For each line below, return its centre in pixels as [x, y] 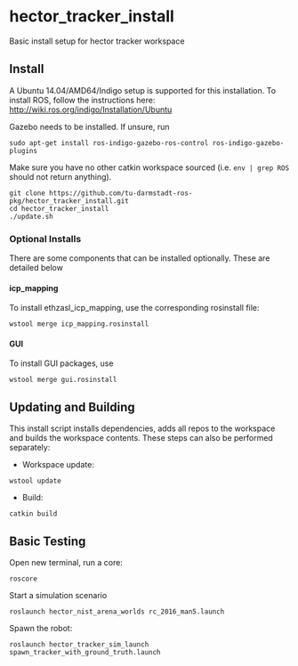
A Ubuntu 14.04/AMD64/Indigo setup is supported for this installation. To [143, 90]
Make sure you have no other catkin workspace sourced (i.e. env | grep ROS [149, 167]
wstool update [36, 481]
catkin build [33, 514]
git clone [28, 193]
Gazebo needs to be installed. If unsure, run [89, 126]
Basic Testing [48, 541]
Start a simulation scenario [58, 596]
